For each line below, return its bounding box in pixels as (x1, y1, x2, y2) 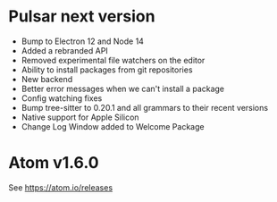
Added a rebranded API (21, 45, 108, 55)
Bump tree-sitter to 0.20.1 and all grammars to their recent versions (21, 102, 269, 113)
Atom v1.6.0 (8, 153, 99, 173)
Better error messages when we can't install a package (21, 83, 225, 94)
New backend (21, 73, 73, 84)
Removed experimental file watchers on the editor (21, 55, 206, 65)
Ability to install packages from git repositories (21, 64, 193, 75)
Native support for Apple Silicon (21, 112, 139, 122)
